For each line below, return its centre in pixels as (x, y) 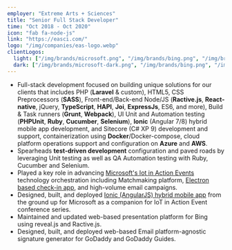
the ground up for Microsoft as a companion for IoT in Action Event (112, 202)
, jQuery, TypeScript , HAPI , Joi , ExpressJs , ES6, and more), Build (129, 106)
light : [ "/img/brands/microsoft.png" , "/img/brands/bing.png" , (106, 59)
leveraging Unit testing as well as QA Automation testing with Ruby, (113, 158)
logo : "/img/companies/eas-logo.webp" (63, 46)
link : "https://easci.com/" (48, 39)
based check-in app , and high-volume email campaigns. (97, 187)
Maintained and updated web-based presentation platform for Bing (113, 217)
